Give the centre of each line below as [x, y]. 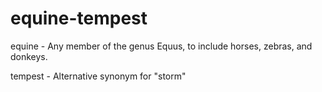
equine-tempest [79, 18]
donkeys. [29, 56]
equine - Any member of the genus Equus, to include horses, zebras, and [161, 46]
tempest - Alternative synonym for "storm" [98, 76]
